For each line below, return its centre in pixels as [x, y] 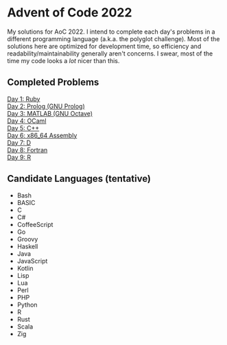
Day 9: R [19, 157]
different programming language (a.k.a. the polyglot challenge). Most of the [113, 38]
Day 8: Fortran [27, 150]
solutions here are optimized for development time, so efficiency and [104, 46]
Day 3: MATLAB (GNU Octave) [50, 113]
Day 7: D [19, 143]
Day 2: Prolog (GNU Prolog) [46, 106]
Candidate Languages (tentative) [79, 179]
